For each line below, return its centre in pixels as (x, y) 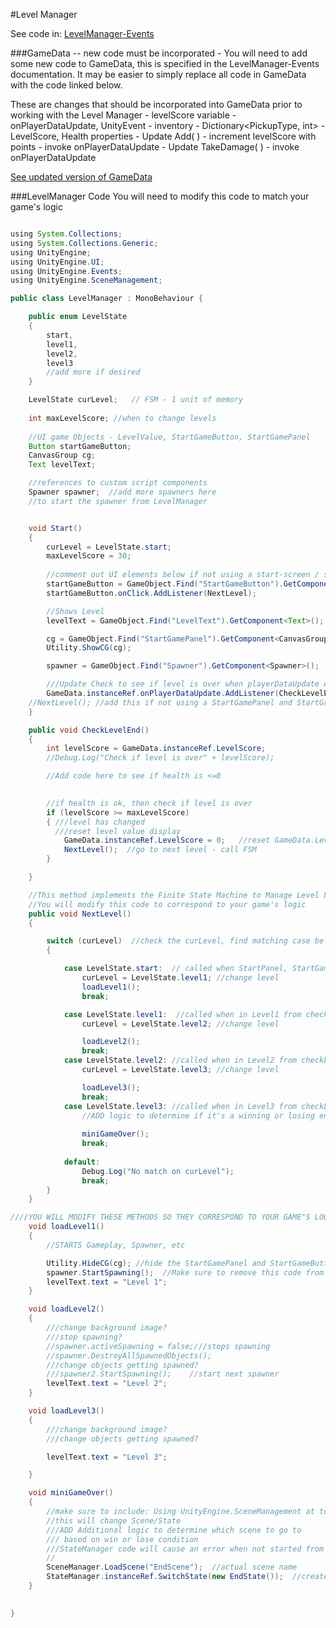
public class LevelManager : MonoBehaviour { (106, 299)
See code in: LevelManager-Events (82, 33)
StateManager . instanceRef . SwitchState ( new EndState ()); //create (187, 1577)
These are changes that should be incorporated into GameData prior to (156, 104)
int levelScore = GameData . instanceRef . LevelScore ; (156, 749)
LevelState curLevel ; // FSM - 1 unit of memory (136, 400)
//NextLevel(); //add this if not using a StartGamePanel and (160, 702)
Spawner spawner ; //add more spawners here (122, 492)
